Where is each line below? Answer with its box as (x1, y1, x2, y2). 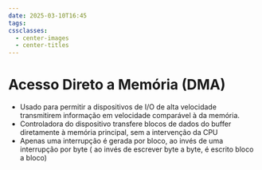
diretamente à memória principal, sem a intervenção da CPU (19, 128, 218, 137)
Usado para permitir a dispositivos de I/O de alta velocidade (19, 102, 217, 112)
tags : (8, 19, 26, 27)
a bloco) (19, 153, 48, 163)
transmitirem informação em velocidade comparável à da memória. (19, 111, 240, 121)
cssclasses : (8, 26, 48, 34)
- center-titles (15, 42, 69, 49)
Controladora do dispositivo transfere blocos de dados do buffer (19, 119, 232, 128)
